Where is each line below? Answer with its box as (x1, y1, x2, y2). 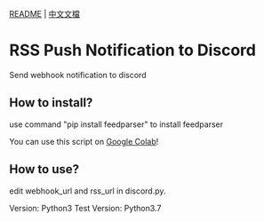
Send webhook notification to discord (9, 69, 147, 80)
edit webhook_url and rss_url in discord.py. (9, 186, 166, 196)
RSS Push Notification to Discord (9, 40, 256, 60)
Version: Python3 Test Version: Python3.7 (9, 202, 162, 213)
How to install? (9, 95, 93, 110)
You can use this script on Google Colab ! (9, 136, 159, 147)
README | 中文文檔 (9, 9, 80, 19)
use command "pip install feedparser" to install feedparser (9, 119, 224, 130)
